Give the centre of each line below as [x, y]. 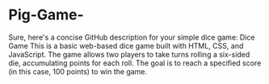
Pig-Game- [46, 15]
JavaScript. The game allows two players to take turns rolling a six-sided [129, 54]
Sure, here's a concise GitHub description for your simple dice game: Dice [132, 37]
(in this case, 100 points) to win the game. [78, 71]
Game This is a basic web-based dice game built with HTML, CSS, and [126, 45]
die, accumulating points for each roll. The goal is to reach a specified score [135, 63]
